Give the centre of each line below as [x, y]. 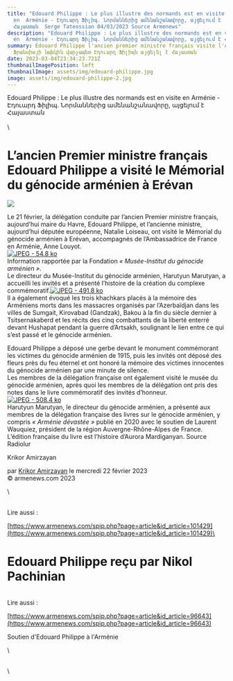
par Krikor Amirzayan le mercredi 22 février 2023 [77, 471]
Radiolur [19, 444]
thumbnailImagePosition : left [51, 65]
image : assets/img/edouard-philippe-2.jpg [69, 78]
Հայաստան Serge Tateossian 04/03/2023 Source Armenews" [97, 26]
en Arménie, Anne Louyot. [44, 246]
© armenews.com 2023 [41, 479]
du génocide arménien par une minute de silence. [78, 370]
